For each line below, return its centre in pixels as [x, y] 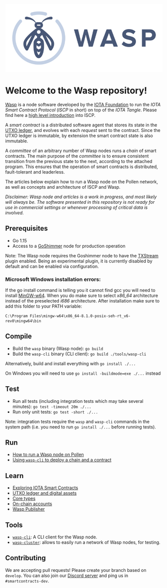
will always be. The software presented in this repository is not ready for [80, 202]
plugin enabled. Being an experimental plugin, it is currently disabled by [79, 261]
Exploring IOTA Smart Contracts [45, 488]
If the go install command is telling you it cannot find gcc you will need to [80, 290]
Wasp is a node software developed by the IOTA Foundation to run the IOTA [83, 104]
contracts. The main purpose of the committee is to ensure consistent [77, 156]
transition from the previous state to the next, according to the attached [79, 161]
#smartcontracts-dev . [27, 580]
